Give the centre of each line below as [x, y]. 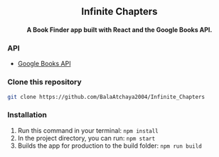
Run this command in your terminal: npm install [88, 130]
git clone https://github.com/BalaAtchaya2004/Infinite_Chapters [106, 97]
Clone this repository [44, 82]
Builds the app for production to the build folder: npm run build [110, 146]
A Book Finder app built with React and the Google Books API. [119, 29]
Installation [27, 115]
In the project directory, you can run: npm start [86, 138]
